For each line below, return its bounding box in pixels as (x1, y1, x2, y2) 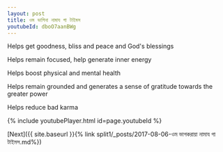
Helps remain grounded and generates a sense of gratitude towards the (7, 83, 213, 91)
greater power (7, 90, 48, 98)
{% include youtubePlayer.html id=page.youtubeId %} (7, 117, 162, 125)
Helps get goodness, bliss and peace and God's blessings (7, 42, 174, 51)
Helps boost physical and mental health (7, 69, 121, 77)
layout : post (7, 10, 45, 17)
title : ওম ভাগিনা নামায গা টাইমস (7, 17, 81, 24)
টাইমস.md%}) (7, 138, 42, 146)
